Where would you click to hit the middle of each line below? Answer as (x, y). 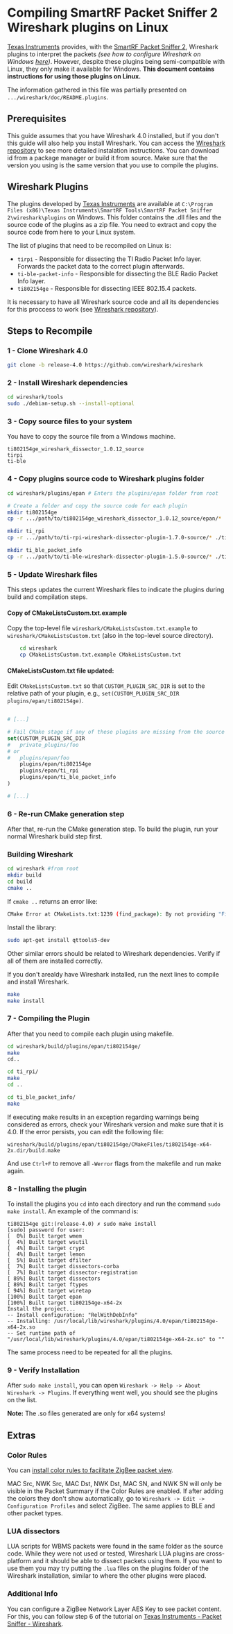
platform (19, 1561)
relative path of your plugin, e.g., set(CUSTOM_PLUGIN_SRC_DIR (93, 693)
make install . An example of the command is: (73, 1211)
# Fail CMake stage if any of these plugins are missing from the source (116, 732)
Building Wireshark (40, 854)
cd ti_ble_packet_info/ (42, 1097)
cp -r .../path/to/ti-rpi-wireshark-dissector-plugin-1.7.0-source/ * (110, 538)
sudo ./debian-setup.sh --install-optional (71, 404)
